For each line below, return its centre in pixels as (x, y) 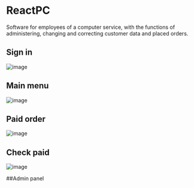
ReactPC (28, 11)
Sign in (19, 53)
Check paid (28, 152)
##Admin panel (25, 178)
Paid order (26, 119)
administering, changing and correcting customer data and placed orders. (97, 33)
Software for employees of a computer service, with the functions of (91, 27)
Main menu (28, 86)
